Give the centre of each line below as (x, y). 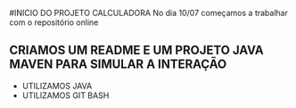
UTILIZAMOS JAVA (57, 86)
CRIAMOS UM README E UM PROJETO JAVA (137, 50)
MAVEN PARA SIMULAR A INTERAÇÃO (118, 65)
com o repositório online (54, 22)
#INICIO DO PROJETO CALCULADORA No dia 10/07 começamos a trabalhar (148, 13)
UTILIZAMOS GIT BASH (66, 95)
